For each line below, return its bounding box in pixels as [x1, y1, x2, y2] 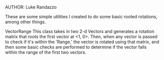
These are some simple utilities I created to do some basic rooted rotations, [5, 14, 158, 19]
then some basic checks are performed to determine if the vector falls [5, 44, 147, 50]
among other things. [5, 19, 46, 25]
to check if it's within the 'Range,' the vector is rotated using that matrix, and [5, 39, 160, 45]
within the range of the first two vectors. [5, 49, 87, 55]
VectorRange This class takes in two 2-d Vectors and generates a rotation [5, 29, 155, 34]
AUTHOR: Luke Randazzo [5, 4, 57, 10]
